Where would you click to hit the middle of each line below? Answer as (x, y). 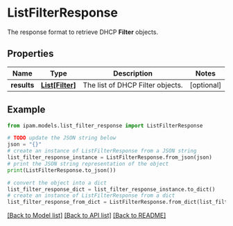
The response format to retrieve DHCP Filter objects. (83, 32)
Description (133, 73)
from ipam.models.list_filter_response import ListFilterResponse (105, 125)
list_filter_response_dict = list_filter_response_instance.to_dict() (111, 189)
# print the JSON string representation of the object (88, 164)
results (23, 85)
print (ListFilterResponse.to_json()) (62, 170)
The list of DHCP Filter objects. (133, 85)
